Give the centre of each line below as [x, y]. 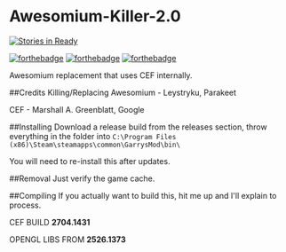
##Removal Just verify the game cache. [82, 178]
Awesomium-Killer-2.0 [95, 16]
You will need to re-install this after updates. [90, 161]
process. [25, 205]
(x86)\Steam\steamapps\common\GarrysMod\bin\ [95, 145]
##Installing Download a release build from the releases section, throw [139, 127]
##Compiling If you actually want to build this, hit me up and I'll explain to [143, 195]
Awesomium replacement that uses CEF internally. [101, 75]
